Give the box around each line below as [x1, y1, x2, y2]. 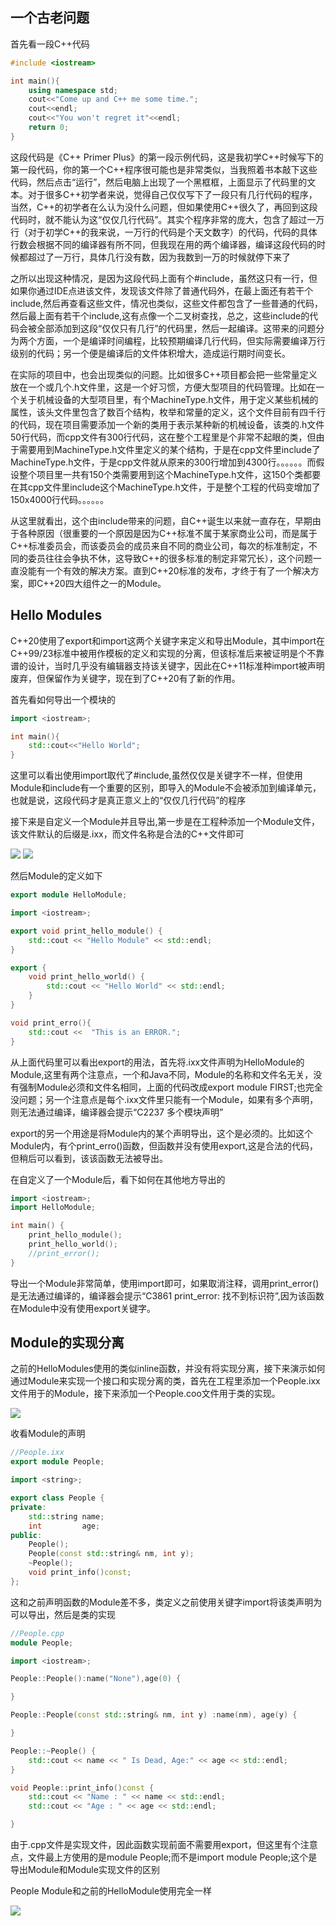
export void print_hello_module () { [10, 926, 163, 936]
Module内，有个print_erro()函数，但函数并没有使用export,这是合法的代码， [10, 1139, 318, 1152]
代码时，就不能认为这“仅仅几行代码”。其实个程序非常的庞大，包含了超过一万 [10, 213, 325, 225]
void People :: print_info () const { [10, 1783, 155, 1793]
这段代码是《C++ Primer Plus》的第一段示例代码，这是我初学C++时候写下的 [10, 151, 324, 163]
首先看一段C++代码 [10, 38, 90, 50]
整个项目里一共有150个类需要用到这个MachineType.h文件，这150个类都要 [18, 468, 322, 480]
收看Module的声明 [10, 1428, 86, 1440]
